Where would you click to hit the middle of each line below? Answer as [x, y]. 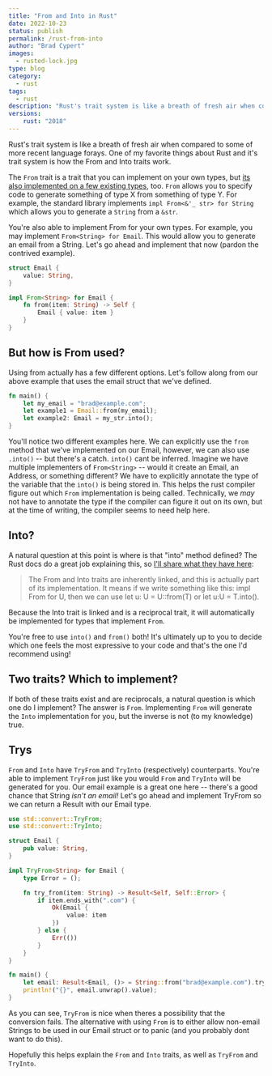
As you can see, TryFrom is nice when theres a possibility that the [117, 1013]
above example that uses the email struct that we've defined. [110, 381]
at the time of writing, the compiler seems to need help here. [109, 510]
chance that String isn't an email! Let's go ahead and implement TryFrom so [135, 795]
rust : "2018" [45, 121]
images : [21, 53]
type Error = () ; [52, 878]
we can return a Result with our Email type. [80, 804]
